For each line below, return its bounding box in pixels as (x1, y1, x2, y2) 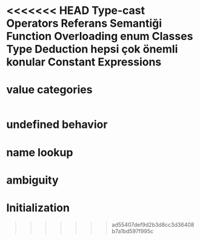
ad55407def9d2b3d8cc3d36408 (112, 221, 195, 228)
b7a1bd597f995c (112, 227, 154, 235)
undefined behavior (6, 118, 108, 132)
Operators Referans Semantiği (6, 16, 162, 30)
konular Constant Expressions (6, 55, 162, 69)
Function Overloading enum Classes (6, 30, 193, 43)
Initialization (6, 201, 70, 215)
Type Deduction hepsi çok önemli (6, 42, 178, 56)
